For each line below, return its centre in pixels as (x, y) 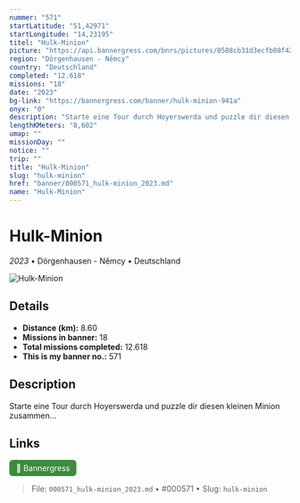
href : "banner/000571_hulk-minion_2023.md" (92, 184)
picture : (25, 51)
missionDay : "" (37, 142)
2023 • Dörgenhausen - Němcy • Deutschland (95, 261)
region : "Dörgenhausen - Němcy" (69, 59)
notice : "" (29, 150)
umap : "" (25, 134)
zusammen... (33, 415)
